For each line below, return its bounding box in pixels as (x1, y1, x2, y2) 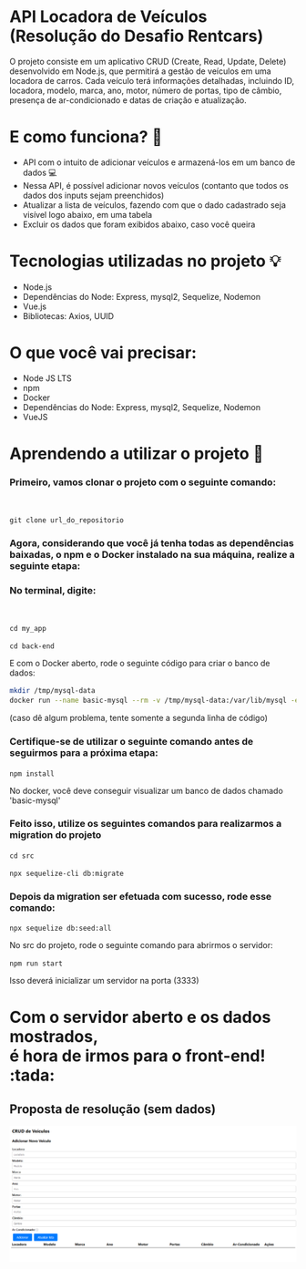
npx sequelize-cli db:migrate (9, 869, 125, 878)
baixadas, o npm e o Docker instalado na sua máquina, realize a (9, 549, 296, 562)
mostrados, (9, 1027, 98, 1047)
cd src (9, 851, 35, 861)
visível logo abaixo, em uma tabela (22, 209, 153, 220)
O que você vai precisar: (9, 343, 198, 363)
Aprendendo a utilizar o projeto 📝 (9, 443, 264, 464)
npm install (9, 769, 55, 779)
